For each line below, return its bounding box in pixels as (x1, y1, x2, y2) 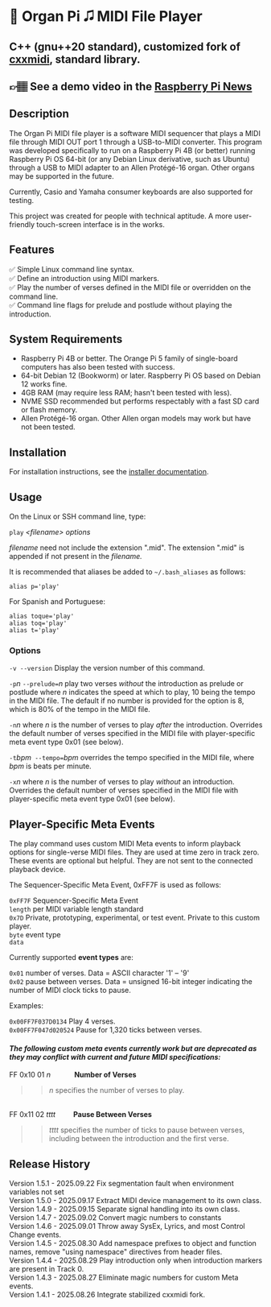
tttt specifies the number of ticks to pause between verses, (48, 1125, 245, 1135)
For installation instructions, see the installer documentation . (9, 467, 209, 477)
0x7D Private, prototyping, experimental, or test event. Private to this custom (9, 913, 261, 923)
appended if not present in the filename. (9, 552, 143, 561)
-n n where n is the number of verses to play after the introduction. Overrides (9, 720, 263, 730)
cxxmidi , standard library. (9, 52, 141, 66)
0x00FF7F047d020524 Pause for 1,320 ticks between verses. (9, 1025, 203, 1035)
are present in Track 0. (9, 1264, 84, 1274)
